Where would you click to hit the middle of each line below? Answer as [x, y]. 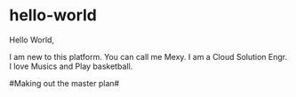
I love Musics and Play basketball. [71, 66]
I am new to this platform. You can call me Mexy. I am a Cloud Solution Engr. [148, 56]
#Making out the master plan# [64, 83]
